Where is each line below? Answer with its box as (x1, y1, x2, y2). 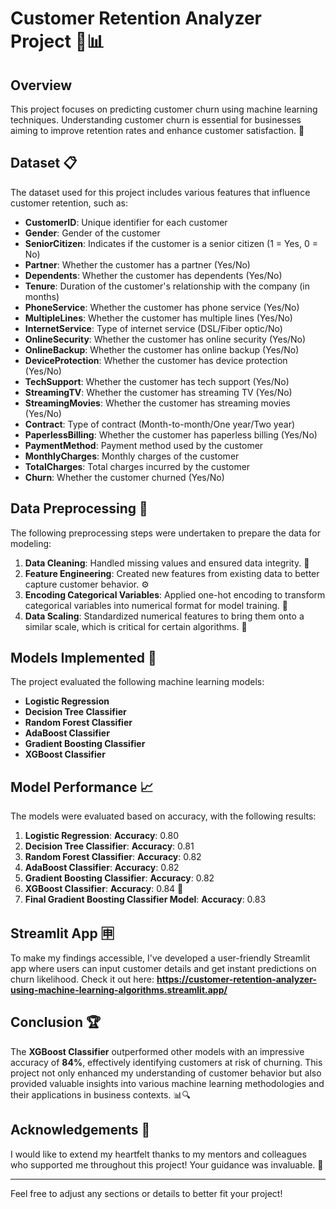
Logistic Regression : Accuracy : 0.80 (24, 830, 179, 842)
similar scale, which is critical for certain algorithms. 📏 (24, 620, 248, 632)
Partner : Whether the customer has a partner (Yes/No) (24, 258, 251, 271)
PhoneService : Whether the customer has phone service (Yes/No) (24, 301, 300, 313)
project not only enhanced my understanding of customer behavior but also (10, 1067, 322, 1079)
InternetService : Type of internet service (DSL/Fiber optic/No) (24, 322, 283, 334)
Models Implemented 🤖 (10, 650, 157, 667)
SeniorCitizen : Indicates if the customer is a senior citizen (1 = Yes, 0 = (24, 237, 318, 249)
